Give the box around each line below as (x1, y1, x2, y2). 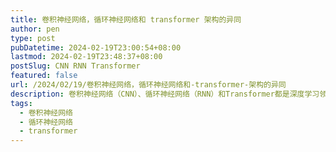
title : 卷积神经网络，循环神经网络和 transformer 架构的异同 (10, 14, 242, 25)
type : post (10, 33, 56, 43)
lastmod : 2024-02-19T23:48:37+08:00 (10, 52, 163, 62)
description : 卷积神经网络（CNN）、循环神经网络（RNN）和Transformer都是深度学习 (10, 89, 320, 99)
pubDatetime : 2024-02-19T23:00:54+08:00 (10, 42, 182, 53)
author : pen (10, 24, 60, 34)
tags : (10, 98, 33, 108)
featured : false (10, 71, 78, 81)
